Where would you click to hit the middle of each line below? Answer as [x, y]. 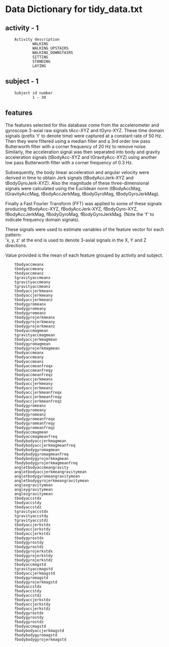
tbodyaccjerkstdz [33, 534]
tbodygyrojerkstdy [34, 556]
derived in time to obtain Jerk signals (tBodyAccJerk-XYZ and [69, 178]
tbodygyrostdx [29, 538]
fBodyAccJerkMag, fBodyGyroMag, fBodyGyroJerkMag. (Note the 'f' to [80, 214]
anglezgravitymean [34, 494]
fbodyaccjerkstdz [33, 609]
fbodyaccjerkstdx [33, 600]
